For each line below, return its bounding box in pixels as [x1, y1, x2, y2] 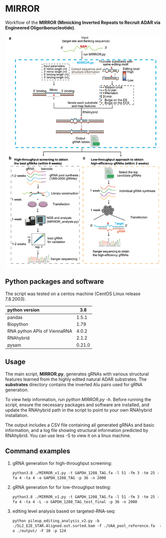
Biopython [7, 321, 28, 327]
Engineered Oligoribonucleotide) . [5, 24, 76, 30]
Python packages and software [5, 277, 104, 286]
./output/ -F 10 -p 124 [17, 528, 66, 533]
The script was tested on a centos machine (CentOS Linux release [5, 291, 141, 297]
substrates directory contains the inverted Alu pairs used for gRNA [5, 381, 143, 387]
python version [7, 307, 40, 313]
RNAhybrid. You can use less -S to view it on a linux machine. [5, 432, 131, 438]
